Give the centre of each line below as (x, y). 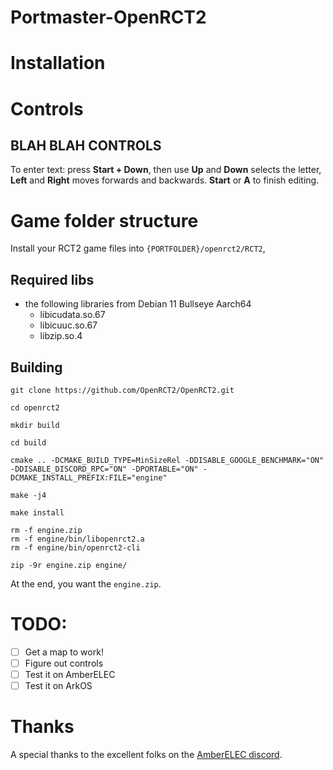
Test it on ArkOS (58, 686)
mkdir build (35, 425)
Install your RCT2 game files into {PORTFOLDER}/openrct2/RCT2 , (138, 248)
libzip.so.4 (61, 336)
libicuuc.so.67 (68, 325)
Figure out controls (64, 663)
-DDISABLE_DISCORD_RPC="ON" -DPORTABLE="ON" (104, 469)
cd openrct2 (35, 407)
